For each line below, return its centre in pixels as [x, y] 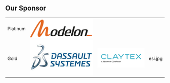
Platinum [16, 29]
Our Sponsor [26, 8]
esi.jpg [156, 58]
